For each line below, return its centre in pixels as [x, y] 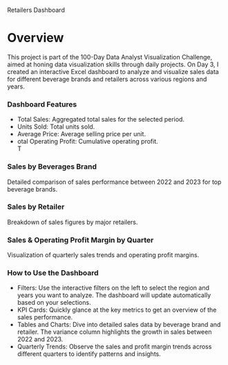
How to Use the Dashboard [53, 273]
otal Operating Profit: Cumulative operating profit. [88, 142]
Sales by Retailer [36, 207]
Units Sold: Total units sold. [56, 127]
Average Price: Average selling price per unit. [82, 134]
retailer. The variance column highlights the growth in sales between [114, 332]
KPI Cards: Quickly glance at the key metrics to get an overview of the [117, 310]
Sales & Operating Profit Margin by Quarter [80, 240]
